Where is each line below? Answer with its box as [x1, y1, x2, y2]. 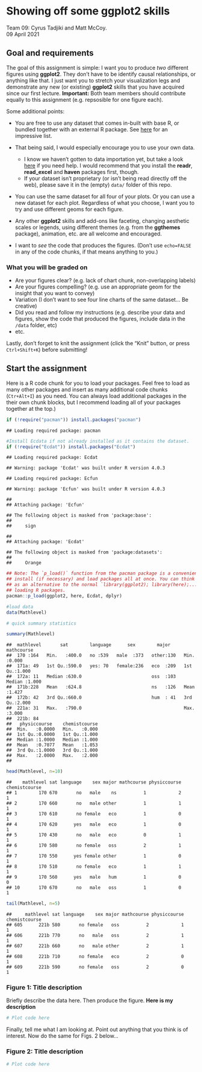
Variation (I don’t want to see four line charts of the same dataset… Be [14, 296, 189, 304]
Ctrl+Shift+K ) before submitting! [6, 346, 88, 354]
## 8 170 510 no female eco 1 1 [6, 864, 182, 870]
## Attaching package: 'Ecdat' [6, 539, 85, 545]
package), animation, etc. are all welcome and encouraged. [14, 230, 162, 237]
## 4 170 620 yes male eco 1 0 [6, 821, 182, 827]
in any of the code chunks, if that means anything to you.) [14, 248, 158, 255]
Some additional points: [6, 107, 65, 115]
